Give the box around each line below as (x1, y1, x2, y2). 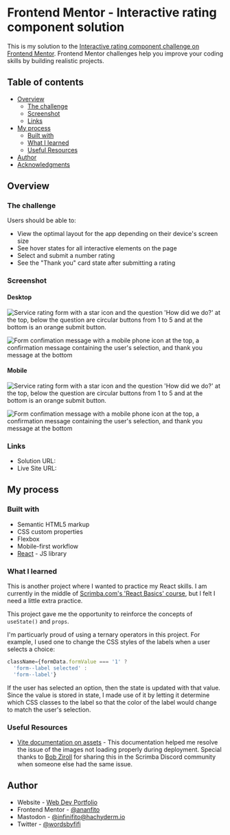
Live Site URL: (16, 464, 57, 473)
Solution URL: (16, 457, 56, 465)
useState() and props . (7, 618, 70, 626)
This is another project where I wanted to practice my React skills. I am (7, 582, 207, 591)
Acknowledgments (16, 160, 71, 169)
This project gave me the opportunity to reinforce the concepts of (7, 610, 193, 618)
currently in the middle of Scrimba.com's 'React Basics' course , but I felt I (7, 589, 216, 598)
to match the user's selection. (7, 705, 91, 714)
